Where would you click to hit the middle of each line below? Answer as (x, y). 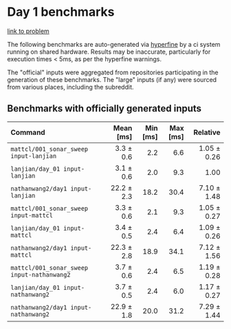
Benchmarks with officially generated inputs (104, 108)
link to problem (28, 31)
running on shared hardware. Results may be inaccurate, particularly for (109, 52)
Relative (207, 132)
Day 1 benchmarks (61, 12)
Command (28, 132)
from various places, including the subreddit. (70, 87)
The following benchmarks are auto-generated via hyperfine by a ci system (114, 44)
